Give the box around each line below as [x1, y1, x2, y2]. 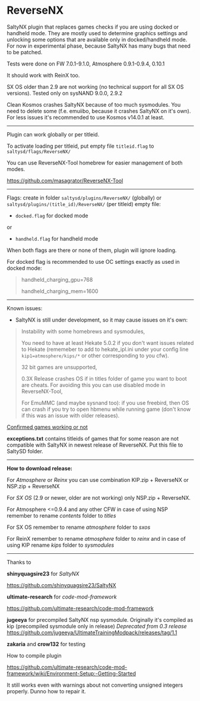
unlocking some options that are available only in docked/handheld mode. [7, 36, 188, 43]
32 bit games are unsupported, [21, 363, 97, 370]
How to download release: [7, 465, 73, 472]
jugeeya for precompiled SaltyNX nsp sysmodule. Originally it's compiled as [7, 616, 193, 623]
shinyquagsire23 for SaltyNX [7, 570, 80, 577]
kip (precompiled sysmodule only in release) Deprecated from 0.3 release [7, 622, 188, 630]
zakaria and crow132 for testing [7, 640, 85, 647]
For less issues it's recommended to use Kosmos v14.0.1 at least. [7, 114, 165, 121]
